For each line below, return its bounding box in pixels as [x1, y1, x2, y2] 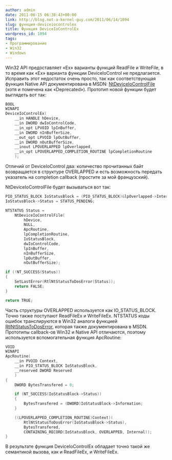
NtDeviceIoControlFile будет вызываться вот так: [5, 184, 111, 190]
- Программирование [5, 41, 47, 46]
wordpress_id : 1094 [5, 31, 47, 36]
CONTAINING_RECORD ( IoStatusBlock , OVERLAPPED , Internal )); [24, 429, 153, 434]
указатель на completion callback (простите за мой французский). [5, 174, 149, 180]
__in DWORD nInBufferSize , [14, 130, 72, 135]
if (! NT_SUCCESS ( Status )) [5, 269, 60, 275]
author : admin [5, 7, 36, 13]
